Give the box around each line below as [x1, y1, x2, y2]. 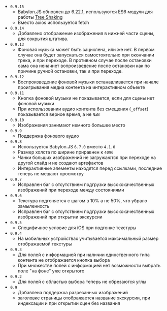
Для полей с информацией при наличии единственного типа [17, 252, 150, 258]
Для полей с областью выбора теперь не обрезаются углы [17, 278, 146, 285]
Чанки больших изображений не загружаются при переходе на [17, 154, 156, 161]
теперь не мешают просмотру [17, 171, 84, 176]
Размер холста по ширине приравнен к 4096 [17, 149, 114, 155]
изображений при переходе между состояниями [17, 187, 124, 193]
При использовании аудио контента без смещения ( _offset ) [17, 106, 149, 112]
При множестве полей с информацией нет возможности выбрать [17, 263, 161, 268]
